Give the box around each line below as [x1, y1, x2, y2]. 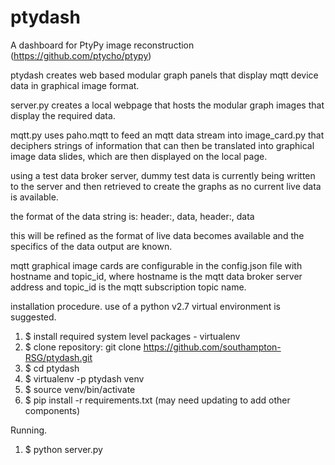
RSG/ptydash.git [24, 351, 93, 363]
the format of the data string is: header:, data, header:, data [10, 210, 255, 222]
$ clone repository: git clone [24, 341, 142, 353]
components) [24, 404, 81, 416]
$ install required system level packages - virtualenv [24, 330, 241, 342]
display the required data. [10, 109, 116, 121]
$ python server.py [24, 443, 103, 455]
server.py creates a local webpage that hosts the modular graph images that [10, 99, 325, 111]
